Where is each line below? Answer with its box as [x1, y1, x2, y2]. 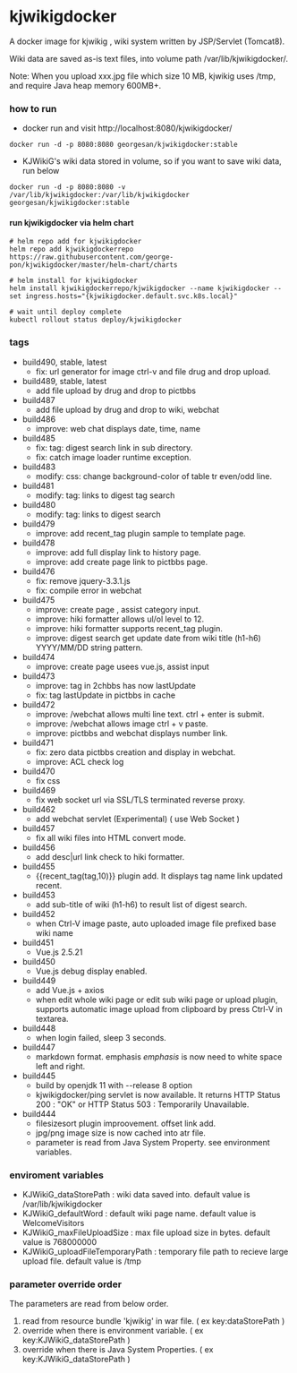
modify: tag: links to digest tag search [35, 490, 175, 501]
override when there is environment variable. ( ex [21, 1326, 204, 1336]
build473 [21, 670, 55, 682]
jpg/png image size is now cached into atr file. [35, 1127, 206, 1138]
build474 [21, 651, 55, 662]
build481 [21, 480, 55, 491]
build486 [21, 414, 56, 425]
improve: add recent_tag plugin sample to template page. [35, 528, 246, 538]
